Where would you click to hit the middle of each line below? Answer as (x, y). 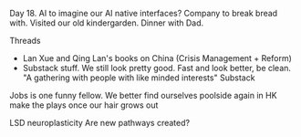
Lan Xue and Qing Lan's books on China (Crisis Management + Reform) (157, 58)
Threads (25, 41)
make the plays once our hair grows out (84, 105)
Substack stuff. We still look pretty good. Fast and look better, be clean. (157, 68)
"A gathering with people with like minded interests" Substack (139, 78)
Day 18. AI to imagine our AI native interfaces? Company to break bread (144, 13)
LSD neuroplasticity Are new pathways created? (99, 123)
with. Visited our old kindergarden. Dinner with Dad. (106, 23)
